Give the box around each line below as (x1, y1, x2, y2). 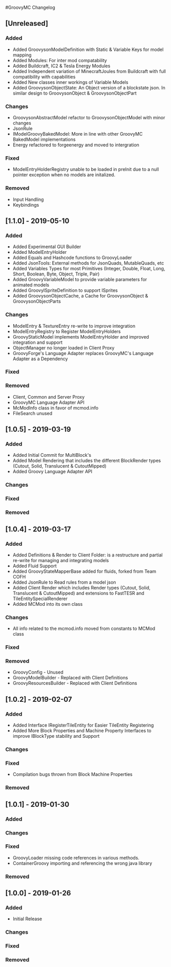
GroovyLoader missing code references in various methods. (12, 854, 140, 861)
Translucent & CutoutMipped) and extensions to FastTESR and (12, 590, 144, 596)
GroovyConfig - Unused (12, 669, 63, 675)
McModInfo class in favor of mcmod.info (12, 404, 99, 411)
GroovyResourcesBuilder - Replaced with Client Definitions (12, 680, 137, 686)
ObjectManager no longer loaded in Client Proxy (12, 344, 115, 351)
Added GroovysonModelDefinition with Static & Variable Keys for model (12, 46, 164, 52)
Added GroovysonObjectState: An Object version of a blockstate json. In (12, 84, 165, 90)
